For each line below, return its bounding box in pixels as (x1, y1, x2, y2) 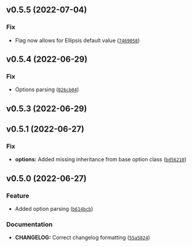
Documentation (6, 220, 53, 229)
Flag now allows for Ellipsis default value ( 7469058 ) (14, 36, 140, 44)
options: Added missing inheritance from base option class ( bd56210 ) (14, 156, 187, 163)
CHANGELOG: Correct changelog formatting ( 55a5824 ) (14, 234, 150, 241)
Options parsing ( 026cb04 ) (14, 86, 79, 93)
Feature (6, 191, 29, 200)
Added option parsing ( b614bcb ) (14, 205, 93, 213)
